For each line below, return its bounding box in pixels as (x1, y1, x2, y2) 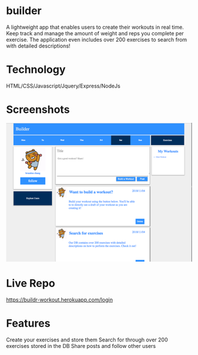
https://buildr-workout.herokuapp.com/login (6, 296, 113, 303)
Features (6, 316, 51, 330)
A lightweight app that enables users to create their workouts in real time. (6, 24, 184, 31)
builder (6, 4, 42, 18)
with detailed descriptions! (6, 42, 71, 49)
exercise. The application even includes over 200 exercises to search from (6, 36, 187, 43)
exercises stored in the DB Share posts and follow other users (6, 342, 156, 349)
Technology (6, 63, 66, 76)
